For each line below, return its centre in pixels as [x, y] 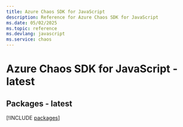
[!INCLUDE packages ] [33, 118]
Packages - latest [39, 103]
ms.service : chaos [29, 39]
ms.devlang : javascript [36, 34]
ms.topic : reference [32, 28]
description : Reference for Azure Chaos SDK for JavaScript [83, 17]
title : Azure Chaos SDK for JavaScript [56, 12]
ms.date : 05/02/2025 [32, 23]
